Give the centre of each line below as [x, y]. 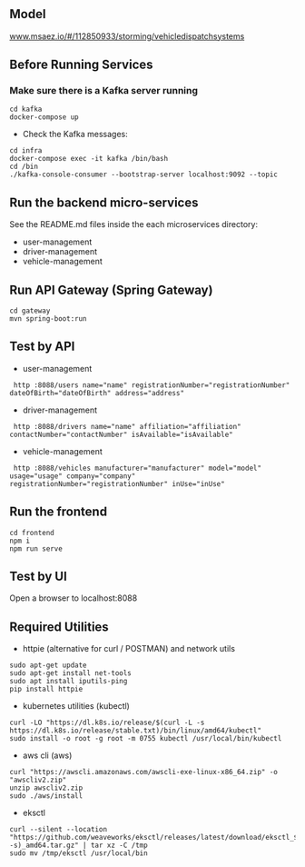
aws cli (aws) [47, 755]
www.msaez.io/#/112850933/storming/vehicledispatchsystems [127, 36]
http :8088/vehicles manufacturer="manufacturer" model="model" [137, 468]
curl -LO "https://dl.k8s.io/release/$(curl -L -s [107, 723]
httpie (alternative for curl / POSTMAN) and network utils [129, 649]
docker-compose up [44, 117]
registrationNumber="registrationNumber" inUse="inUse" [117, 483]
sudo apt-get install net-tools [70, 673]
